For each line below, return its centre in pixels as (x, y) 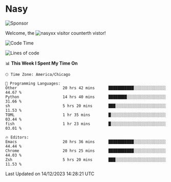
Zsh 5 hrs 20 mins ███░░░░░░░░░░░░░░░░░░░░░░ (86, 159)
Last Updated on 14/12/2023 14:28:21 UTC (50, 174)
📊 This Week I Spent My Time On (41, 63)
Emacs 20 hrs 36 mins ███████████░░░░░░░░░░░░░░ (86, 141)
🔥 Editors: (17, 137)
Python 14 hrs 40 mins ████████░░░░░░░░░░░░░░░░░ (86, 97)
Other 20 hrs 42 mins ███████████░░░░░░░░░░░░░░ (86, 88)
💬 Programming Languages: (33, 83)
